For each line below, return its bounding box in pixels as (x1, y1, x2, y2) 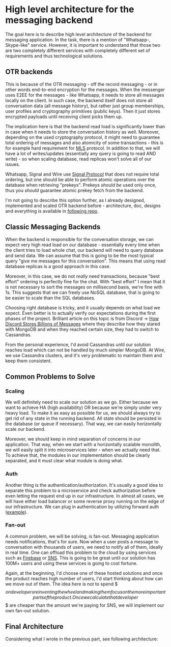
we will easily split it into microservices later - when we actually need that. (5, 447, 161, 453)
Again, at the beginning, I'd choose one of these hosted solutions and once (5, 570, 163, 576)
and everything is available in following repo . (5, 208, 99, 214)
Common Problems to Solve (5, 372, 96, 381)
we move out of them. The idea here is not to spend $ (5, 581, 118, 587)
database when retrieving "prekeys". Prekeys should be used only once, (5, 182, 157, 188)
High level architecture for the (5, 4, 134, 15)
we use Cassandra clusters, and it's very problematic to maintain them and (5, 352, 162, 358)
